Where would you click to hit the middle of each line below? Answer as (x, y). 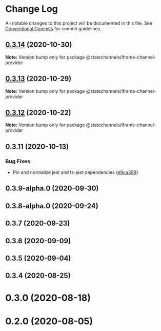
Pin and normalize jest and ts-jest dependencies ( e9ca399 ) (75, 172)
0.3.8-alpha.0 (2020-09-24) (52, 206)
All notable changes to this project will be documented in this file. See (79, 23)
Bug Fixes (18, 161)
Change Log (32, 9)
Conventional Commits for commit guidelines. (53, 28)
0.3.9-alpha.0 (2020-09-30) (52, 189)
